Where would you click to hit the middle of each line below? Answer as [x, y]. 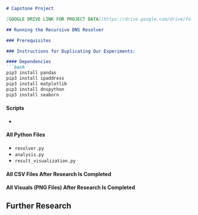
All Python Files [26, 135]
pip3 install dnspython [35, 89]
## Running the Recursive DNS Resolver [55, 30]
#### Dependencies [29, 62]
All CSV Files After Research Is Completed [59, 174]
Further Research [39, 206]
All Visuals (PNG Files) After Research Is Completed [71, 188]
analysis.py [29, 154]
